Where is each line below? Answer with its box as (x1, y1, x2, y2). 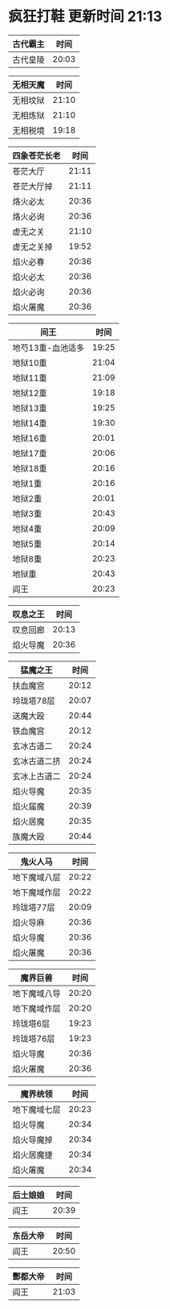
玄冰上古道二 (12, 770, 62, 781)
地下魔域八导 (12, 987, 62, 998)
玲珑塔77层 (12, 902, 55, 913)
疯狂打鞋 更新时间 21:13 (8, 7, 163, 26)
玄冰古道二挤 (12, 755, 62, 767)
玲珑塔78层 (12, 695, 55, 706)
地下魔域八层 (12, 871, 62, 883)
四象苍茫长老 (12, 150, 62, 161)
